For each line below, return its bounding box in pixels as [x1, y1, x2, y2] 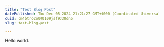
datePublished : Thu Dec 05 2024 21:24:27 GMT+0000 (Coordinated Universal [5, 12, 161, 16]
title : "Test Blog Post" [5, 7, 56, 12]
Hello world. [5, 38, 29, 44]
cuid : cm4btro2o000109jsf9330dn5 [5, 16, 73, 21]
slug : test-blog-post [5, 20, 49, 25]
